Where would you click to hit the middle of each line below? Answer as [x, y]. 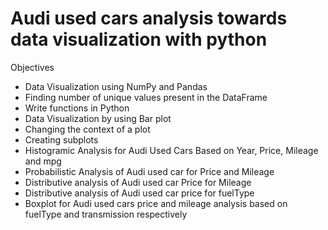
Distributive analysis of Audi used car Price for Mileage [138, 182]
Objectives [32, 67]
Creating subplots [61, 139]
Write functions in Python [77, 108]
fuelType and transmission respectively [106, 214]
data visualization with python [139, 39]
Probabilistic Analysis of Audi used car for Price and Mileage [149, 171]
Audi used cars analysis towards [149, 18]
